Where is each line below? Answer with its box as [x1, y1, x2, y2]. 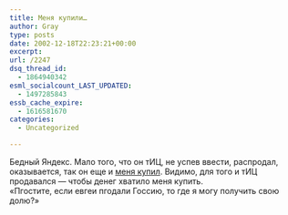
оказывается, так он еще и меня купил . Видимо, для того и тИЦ [9, 166, 258, 177]
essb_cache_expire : [9, 97, 84, 107]
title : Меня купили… [9, 13, 88, 23]
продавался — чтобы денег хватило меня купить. [9, 176, 203, 187]
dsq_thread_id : [9, 65, 67, 74]
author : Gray [9, 22, 59, 31]
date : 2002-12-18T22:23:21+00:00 [9, 38, 137, 48]
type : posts [9, 30, 55, 39]
